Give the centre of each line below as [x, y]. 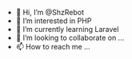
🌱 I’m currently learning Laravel [67, 29]
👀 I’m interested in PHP [54, 21]
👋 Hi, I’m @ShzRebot [50, 12]
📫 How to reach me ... [53, 47]
